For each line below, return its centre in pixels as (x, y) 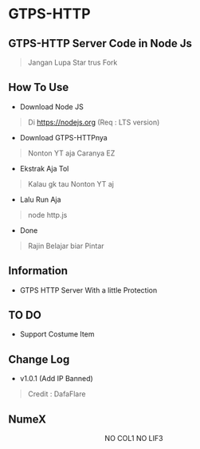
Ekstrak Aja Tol (44, 168)
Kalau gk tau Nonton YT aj (71, 183)
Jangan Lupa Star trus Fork (73, 62)
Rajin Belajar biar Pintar (66, 246)
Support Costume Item (57, 334)
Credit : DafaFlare (57, 394)
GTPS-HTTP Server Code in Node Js (100, 43)
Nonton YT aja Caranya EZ (71, 153)
